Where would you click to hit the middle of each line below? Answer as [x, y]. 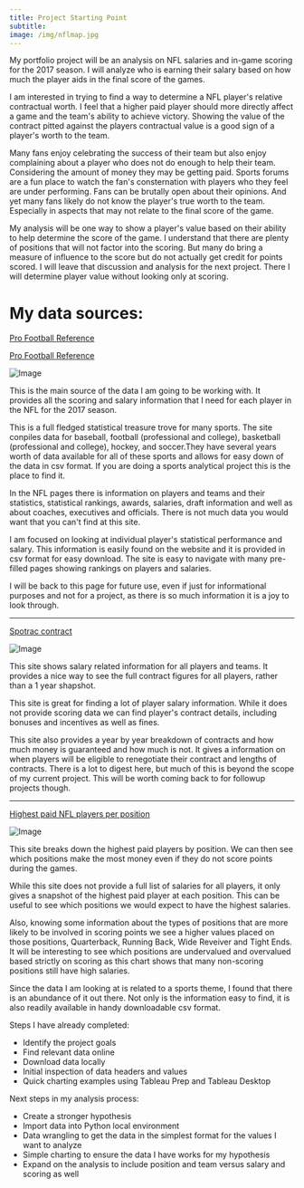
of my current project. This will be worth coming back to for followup [137, 779]
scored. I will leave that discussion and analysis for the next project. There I [150, 267]
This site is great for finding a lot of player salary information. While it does [148, 704]
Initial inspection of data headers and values [105, 1072]
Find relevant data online [68, 1052]
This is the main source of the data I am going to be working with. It [135, 391]
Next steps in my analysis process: [74, 1099]
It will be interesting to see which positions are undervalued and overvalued [150, 952]
